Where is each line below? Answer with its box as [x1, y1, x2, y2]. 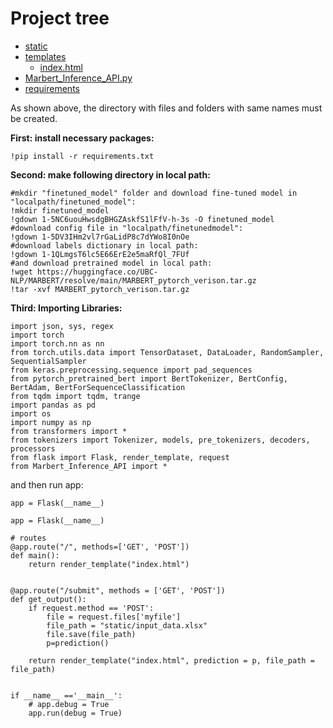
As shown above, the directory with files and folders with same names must [10, 102, 323, 114]
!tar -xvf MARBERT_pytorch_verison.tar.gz [10, 284, 190, 294]
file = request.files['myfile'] [46, 612, 182, 622]
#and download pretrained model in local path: [10, 258, 213, 268]
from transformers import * [10, 426, 128, 436]
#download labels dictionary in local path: [10, 240, 199, 251]
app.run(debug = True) [28, 708, 123, 718]
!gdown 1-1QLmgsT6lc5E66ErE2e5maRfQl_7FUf [10, 249, 190, 259]
